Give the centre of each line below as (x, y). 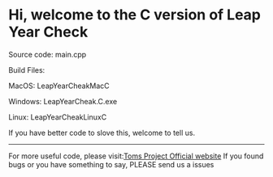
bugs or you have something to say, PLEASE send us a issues (111, 164)
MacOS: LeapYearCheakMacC (59, 86)
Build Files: (27, 70)
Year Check (48, 32)
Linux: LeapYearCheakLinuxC (58, 117)
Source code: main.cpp (48, 54)
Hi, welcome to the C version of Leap (135, 15)
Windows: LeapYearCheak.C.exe (63, 101)
